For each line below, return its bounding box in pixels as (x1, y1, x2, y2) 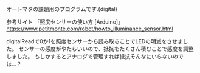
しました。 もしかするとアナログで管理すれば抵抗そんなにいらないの (6, 53, 178, 60)
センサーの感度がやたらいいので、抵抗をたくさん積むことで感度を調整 (18, 45, 194, 52)
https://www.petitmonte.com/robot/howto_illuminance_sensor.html (6, 25, 173, 32)
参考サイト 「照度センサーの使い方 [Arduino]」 (6, 18, 123, 26)
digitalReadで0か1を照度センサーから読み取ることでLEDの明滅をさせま (6, 38, 183, 44)
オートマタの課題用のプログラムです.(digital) (6, 5, 117, 12)
